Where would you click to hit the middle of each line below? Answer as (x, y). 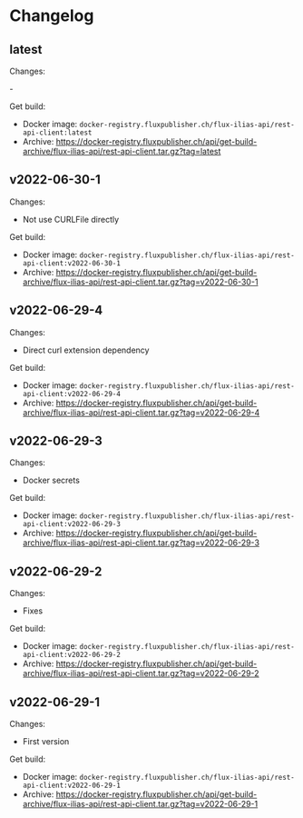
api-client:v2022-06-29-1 (71, 786)
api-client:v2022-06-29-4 (71, 394)
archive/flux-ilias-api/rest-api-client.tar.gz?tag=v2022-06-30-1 (140, 282)
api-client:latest (57, 133)
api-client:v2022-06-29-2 (71, 655)
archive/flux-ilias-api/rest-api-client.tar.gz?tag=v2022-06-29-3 (141, 543)
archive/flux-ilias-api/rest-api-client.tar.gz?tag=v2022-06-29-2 (141, 673)
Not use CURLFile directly (71, 219)
